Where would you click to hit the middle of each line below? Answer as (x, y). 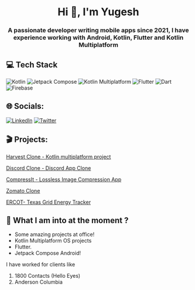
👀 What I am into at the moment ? (67, 220)
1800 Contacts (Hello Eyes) (47, 276)
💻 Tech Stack (32, 65)
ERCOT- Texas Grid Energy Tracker (49, 202)
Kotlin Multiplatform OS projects (53, 241)
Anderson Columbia (39, 282)
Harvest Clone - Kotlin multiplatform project (59, 156)
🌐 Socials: (25, 106)
